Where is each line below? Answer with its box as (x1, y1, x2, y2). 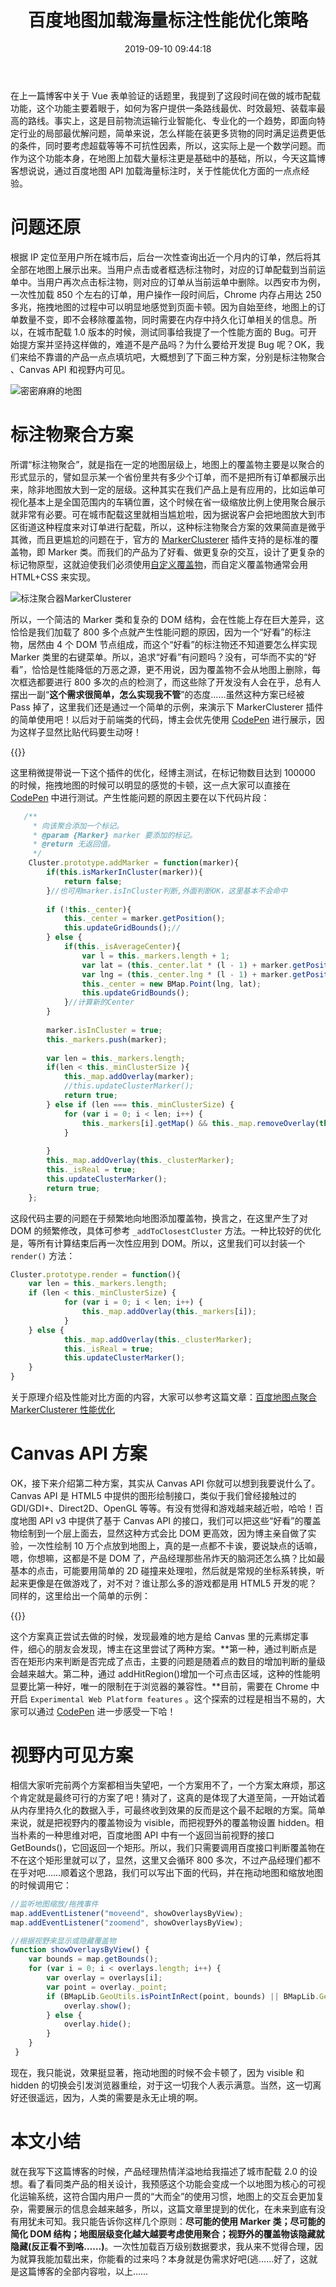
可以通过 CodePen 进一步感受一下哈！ (18, 1706, 177, 1717)
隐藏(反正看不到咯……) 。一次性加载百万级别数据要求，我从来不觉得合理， (10, 2240, 315, 2252)
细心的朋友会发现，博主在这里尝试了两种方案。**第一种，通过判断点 (27, 1643, 309, 1655)
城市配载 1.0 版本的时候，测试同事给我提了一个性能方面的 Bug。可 (36, 326, 309, 338)
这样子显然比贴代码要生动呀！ (18, 726, 142, 738)
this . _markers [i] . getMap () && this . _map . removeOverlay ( (81, 1118, 320, 1128)
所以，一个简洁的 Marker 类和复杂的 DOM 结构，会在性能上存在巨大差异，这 (10, 613, 325, 625)
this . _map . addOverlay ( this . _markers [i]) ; (81, 1307, 257, 1317)
